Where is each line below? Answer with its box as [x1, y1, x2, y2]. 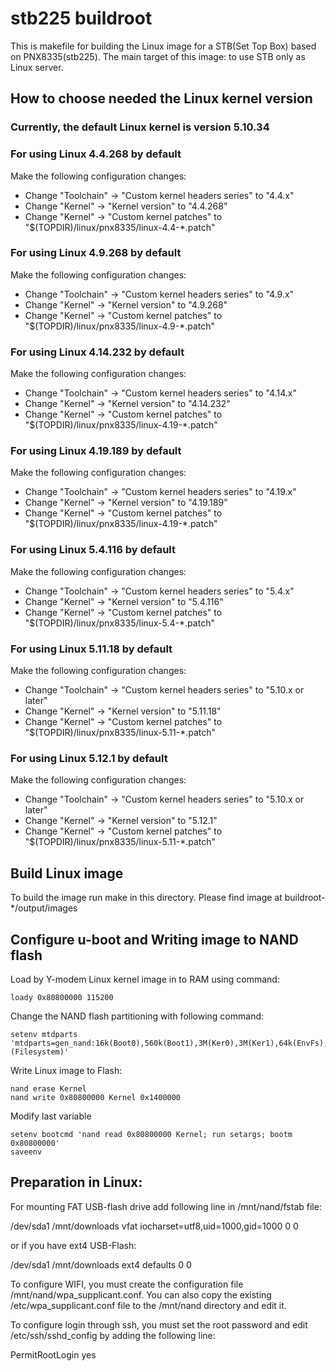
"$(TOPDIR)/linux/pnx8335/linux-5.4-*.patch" [24, 617, 215, 629]
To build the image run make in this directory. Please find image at [10, 892, 283, 904]
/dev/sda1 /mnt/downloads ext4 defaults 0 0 [10, 1258, 192, 1271]
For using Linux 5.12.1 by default [10, 751, 168, 765]
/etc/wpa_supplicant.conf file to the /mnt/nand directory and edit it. [10, 1299, 287, 1311]
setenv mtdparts [10, 1029, 78, 1039]
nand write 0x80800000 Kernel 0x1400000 [10, 1092, 182, 1102]
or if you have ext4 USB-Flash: [10, 1239, 137, 1251]
